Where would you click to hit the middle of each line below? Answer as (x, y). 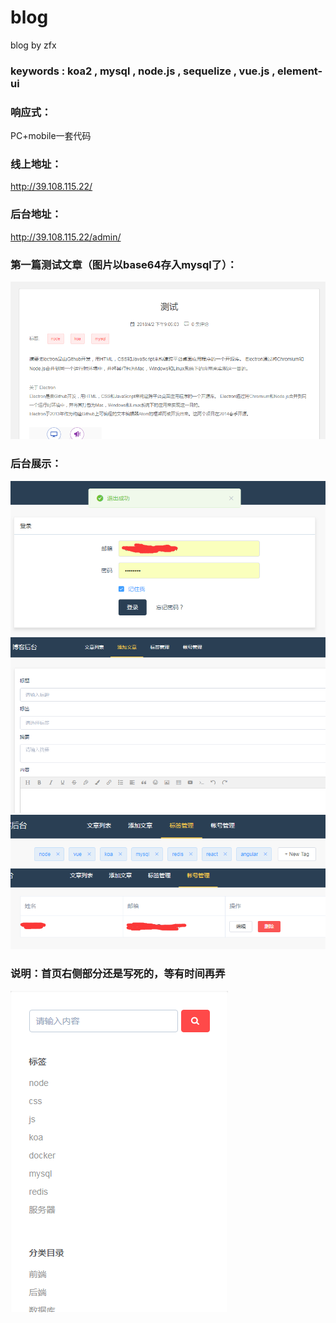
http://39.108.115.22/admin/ (66, 237)
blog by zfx (33, 45)
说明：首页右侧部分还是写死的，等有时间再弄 (118, 974)
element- (300, 71)
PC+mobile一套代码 (51, 136)
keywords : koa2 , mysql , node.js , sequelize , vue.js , (143, 71)
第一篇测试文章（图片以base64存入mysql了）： (124, 264)
